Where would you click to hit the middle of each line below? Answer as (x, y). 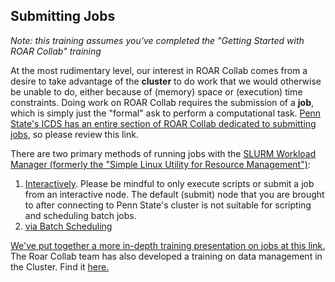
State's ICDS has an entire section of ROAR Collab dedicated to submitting (163, 123)
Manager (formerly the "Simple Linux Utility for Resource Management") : (160, 164)
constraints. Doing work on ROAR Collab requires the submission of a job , (162, 102)
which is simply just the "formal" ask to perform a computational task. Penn (166, 113)
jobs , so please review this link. (74, 134)
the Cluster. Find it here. (60, 266)
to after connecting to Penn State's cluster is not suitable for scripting (168, 205)
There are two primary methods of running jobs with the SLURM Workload (163, 153)
